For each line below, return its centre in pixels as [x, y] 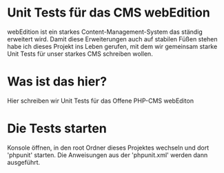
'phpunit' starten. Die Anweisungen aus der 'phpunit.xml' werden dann [108, 155]
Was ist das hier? [57, 82]
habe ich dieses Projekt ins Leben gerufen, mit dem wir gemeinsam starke [112, 46]
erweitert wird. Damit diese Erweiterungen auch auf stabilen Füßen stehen [113, 39]
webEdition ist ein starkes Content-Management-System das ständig [105, 32]
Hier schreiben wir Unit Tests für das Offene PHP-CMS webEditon [101, 101]
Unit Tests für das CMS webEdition [109, 13]
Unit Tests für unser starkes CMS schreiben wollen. [80, 54]
